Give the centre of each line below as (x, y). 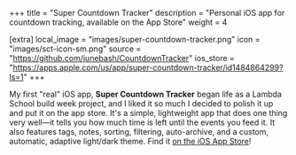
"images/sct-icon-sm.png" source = (75, 49)
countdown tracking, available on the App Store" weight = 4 (118, 22)
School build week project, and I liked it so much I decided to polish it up (141, 104)
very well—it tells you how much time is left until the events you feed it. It (142, 122)
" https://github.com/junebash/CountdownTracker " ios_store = (122, 58)
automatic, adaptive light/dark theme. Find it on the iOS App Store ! (130, 141)
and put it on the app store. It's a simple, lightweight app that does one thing (148, 113)
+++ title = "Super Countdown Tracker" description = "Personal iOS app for (147, 13)
